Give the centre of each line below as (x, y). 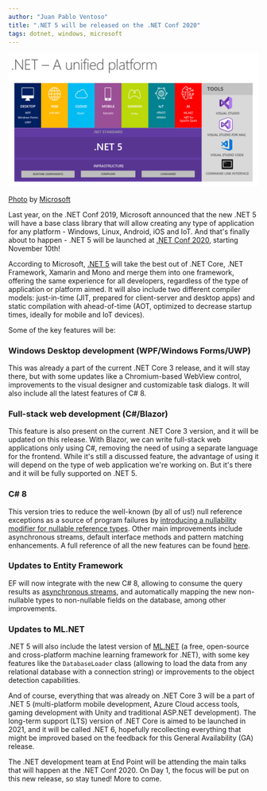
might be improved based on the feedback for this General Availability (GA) (131, 738)
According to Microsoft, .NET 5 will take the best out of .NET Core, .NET (126, 263)
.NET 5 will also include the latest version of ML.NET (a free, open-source (129, 647)
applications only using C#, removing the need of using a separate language (133, 448)
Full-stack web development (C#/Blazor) (88, 414)
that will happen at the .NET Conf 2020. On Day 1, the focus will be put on (129, 770)
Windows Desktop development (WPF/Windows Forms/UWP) (130, 350)
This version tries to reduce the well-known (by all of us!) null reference (125, 511)
